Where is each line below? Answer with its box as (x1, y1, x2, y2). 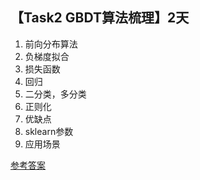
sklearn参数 (24, 125, 74, 137)
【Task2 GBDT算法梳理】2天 (10, 9, 190, 27)
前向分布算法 (24, 38, 78, 50)
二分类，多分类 (24, 88, 87, 100)
